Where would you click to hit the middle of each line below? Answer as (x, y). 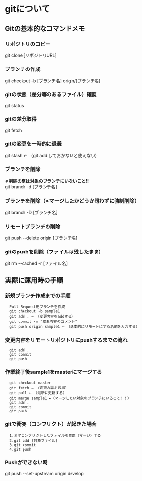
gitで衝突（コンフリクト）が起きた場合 (51, 424)
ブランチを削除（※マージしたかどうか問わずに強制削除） (72, 201)
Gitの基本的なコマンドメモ (45, 29)
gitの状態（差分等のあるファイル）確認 (51, 95)
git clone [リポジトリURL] (31, 55)
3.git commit (23, 445)
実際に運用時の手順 (34, 280)
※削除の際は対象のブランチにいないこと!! (47, 181)
